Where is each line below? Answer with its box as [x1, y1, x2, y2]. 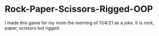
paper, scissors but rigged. [5, 25, 61, 31]
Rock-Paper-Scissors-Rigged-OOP [5, 3, 153, 15]
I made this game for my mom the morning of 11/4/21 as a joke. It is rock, [5, 20, 154, 26]
